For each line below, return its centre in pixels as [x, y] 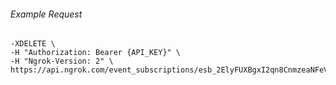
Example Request [46, 14]
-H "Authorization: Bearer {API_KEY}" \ [96, 53]
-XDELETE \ [33, 44]
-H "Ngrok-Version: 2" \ [62, 61]
